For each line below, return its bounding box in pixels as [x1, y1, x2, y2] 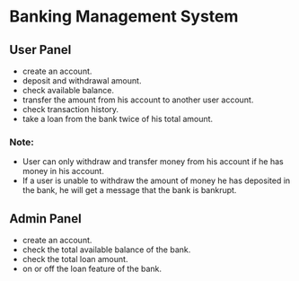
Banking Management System [9, 6, 239, 27]
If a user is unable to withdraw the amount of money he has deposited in [22, 175, 291, 186]
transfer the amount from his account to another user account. [22, 94, 254, 105]
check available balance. [22, 85, 115, 95]
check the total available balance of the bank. [22, 244, 191, 255]
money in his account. [22, 166, 105, 177]
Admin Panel [9, 211, 83, 226]
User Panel [9, 42, 72, 57]
